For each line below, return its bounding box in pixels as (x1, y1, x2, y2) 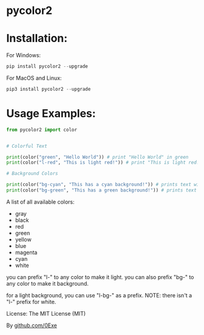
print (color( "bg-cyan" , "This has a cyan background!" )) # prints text (6, 182, 191, 188)
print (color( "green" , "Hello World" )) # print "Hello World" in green (6, 154, 189, 160)
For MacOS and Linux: (6, 74, 62, 81)
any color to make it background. (6, 280, 89, 287)
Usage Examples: (6, 107, 96, 120)
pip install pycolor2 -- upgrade (6, 63, 88, 70)
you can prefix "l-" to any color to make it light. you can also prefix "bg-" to (6, 273, 194, 280)
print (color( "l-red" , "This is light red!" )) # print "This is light (6, 159, 186, 166)
